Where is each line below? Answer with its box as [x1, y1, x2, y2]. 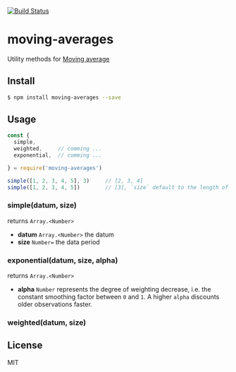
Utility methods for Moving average [7, 54, 110, 63]
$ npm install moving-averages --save [7, 94, 121, 101]
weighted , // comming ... [13, 145, 102, 152]
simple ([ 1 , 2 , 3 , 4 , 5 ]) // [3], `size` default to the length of [7, 184, 229, 191]
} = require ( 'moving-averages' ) [7, 164, 102, 172]
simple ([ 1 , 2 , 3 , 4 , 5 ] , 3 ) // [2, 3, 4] [7, 177, 144, 184]
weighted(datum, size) [7, 318, 87, 328]
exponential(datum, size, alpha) [7, 255, 118, 265]
